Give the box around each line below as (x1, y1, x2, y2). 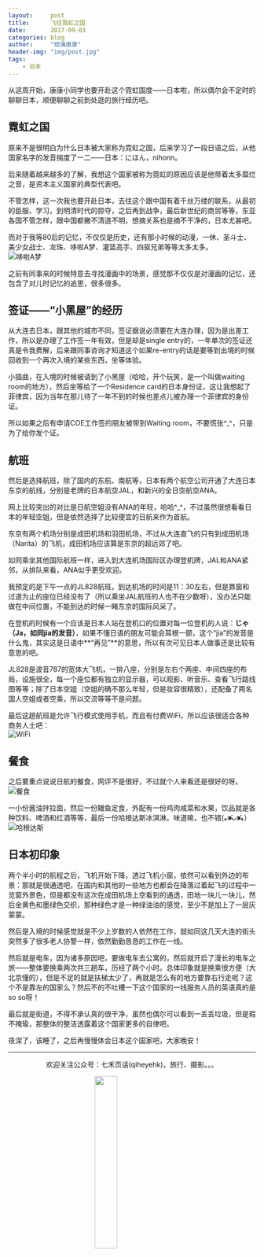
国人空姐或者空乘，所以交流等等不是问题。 (8, 694, 146, 704)
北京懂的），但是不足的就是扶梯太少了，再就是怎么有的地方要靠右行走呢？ (8, 972, 246, 982)
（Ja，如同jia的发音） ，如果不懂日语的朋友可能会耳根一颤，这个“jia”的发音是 (8, 628, 254, 638)
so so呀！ (8, 992, 40, 1001)
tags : (8, 56, 26, 64)
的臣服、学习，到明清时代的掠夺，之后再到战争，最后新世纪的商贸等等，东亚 (8, 205, 256, 215)
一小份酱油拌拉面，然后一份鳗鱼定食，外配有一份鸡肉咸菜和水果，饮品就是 (8, 803, 249, 813)
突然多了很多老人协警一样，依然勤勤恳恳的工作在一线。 (8, 936, 187, 946)
